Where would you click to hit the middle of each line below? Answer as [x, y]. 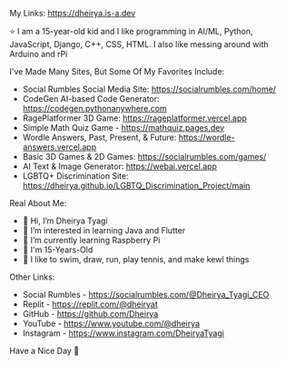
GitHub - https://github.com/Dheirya [90, 314]
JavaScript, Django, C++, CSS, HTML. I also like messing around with [139, 44]
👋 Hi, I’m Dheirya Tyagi [65, 221]
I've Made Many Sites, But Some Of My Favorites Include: [117, 71]
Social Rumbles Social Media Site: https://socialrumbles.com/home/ [149, 89]
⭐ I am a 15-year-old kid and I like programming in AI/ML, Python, [131, 31]
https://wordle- [207, 137]
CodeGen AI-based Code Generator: [91, 99]
